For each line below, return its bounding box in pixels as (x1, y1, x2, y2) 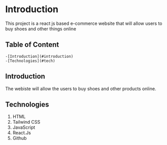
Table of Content (5, 41, 59, 49)
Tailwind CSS (12, 119, 40, 125)
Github (12, 135, 27, 141)
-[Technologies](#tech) (5, 58, 56, 63)
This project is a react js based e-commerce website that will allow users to (5, 20, 163, 26)
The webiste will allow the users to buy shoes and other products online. (5, 85, 156, 92)
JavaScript (12, 124, 35, 130)
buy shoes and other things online (5, 25, 76, 31)
